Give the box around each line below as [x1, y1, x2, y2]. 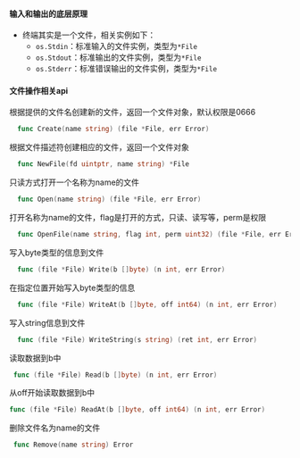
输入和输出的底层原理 [9, 8, 87, 19]
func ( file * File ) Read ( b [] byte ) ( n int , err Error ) [12, 371, 218, 379]
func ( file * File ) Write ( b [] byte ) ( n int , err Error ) [17, 264, 226, 274]
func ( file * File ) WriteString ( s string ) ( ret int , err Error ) [17, 335, 258, 344]
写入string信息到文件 [9, 317, 86, 328]
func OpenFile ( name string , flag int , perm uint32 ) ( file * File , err [17, 230, 281, 239]
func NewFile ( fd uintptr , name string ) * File [17, 160, 190, 169]
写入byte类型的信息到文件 [9, 246, 104, 258]
